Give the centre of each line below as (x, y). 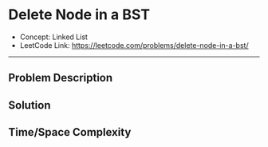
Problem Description (61, 78)
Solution (30, 105)
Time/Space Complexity (70, 132)
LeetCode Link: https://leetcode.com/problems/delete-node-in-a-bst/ (134, 45)
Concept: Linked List (53, 37)
